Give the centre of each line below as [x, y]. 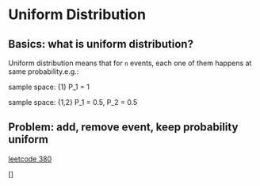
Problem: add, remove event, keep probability [123, 128]
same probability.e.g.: [44, 72]
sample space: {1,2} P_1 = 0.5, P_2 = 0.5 [73, 102]
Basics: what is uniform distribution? [101, 44]
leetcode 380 [30, 159]
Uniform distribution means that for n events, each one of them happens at [130, 63]
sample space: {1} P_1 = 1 [49, 87]
